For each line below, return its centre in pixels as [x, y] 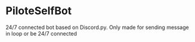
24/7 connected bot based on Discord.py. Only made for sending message [97, 27]
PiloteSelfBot [39, 11]
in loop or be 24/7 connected [41, 33]
